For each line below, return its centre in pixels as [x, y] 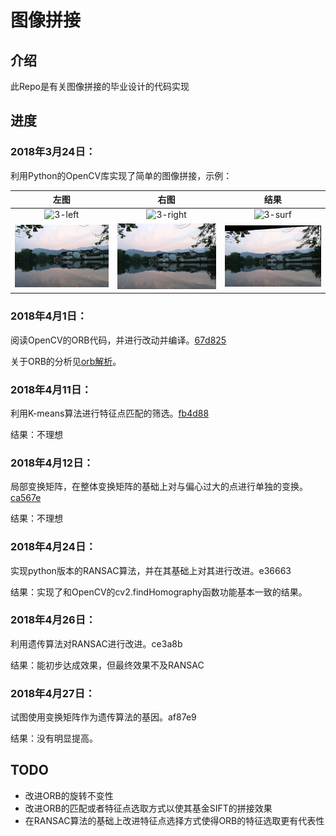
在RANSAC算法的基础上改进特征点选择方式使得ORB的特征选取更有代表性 [174, 820]
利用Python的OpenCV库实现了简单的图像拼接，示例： [121, 175]
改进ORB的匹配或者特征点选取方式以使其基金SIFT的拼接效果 [148, 808]
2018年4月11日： [51, 389]
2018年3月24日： [53, 152]
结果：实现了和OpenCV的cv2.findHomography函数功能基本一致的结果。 [159, 592]
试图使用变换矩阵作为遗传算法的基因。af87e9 [103, 717]
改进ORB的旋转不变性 [69, 795]
